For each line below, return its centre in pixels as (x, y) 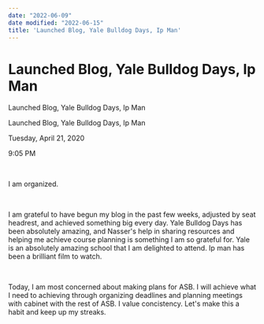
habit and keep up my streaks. (57, 312)
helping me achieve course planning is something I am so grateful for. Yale (129, 240)
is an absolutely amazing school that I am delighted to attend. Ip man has (126, 248)
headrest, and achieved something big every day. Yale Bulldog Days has (125, 223)
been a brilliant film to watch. (55, 256)
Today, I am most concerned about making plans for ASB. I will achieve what (132, 287)
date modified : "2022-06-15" (56, 23)
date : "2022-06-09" (40, 15)
